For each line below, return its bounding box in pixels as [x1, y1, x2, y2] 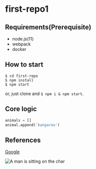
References [5, 136, 41, 144]
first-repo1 [5, 3, 49, 15]
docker [12, 47, 27, 52]
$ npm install [5, 77, 34, 83]
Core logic [5, 105, 37, 113]
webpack [12, 41, 31, 47]
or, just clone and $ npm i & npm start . [5, 91, 84, 97]
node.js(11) [12, 36, 34, 42]
